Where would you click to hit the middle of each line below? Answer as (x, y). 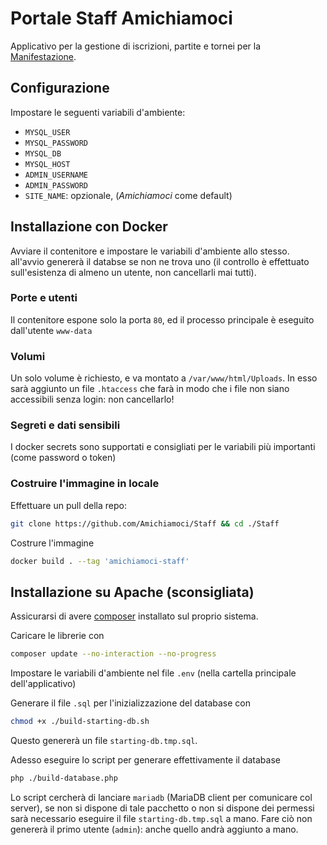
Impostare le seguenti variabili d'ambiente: (98, 112)
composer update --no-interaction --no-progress (113, 654)
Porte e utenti (44, 298)
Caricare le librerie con (57, 636)
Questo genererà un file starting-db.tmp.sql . (104, 741)
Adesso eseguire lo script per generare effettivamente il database (145, 760)
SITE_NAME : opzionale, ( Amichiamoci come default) (128, 195)
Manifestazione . (43, 56)
